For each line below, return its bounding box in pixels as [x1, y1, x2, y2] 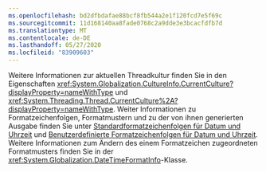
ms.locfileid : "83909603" [8, 49, 94, 57]
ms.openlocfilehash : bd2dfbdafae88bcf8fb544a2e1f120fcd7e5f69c [8, 11, 223, 20]
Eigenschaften [8, 79, 56, 88]
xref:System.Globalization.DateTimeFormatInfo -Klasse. [8, 155, 189, 164]
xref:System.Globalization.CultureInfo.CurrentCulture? [57, 79, 233, 88]
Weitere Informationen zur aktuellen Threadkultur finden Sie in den [8, 71, 227, 80]
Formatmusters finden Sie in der [8, 147, 114, 156]
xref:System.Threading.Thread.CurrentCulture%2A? [8, 96, 178, 105]
